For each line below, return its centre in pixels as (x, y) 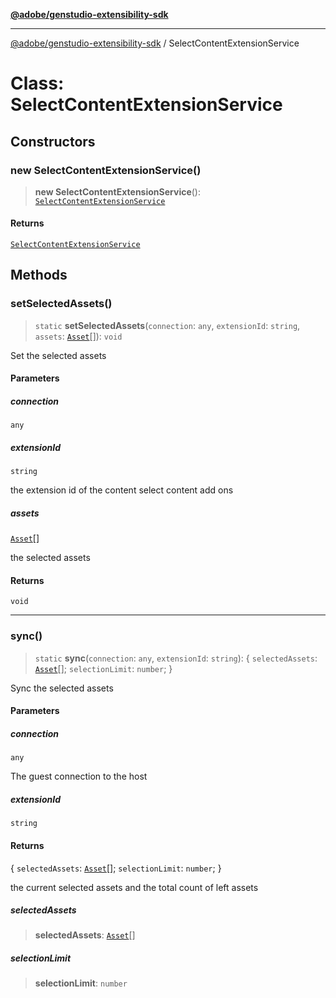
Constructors (53, 141)
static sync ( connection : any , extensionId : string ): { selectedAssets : (176, 658)
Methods (39, 275)
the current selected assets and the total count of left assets (134, 887)
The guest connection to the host (79, 776)
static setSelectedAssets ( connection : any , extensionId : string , (167, 325)
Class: (37, 83)
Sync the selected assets (62, 688)
